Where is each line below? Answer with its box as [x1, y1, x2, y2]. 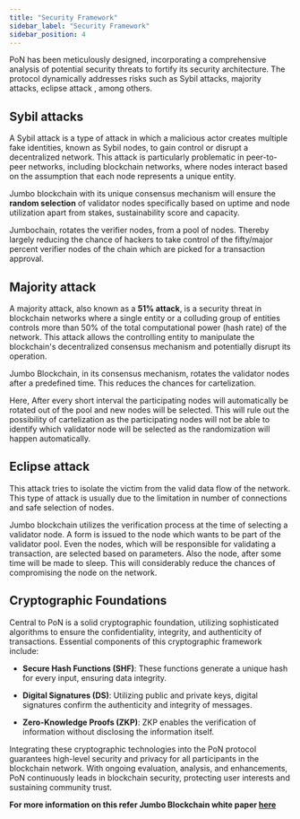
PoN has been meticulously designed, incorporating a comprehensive [9, 55, 267, 65]
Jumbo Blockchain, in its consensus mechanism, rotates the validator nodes [9, 369, 290, 379]
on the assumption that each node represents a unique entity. [9, 171, 236, 182]
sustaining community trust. [9, 781, 113, 792]
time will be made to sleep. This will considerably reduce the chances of [9, 557, 276, 568]
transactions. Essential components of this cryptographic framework [9, 636, 262, 647]
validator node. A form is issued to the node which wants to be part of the [9, 528, 281, 539]
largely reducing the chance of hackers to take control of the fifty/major [9, 234, 273, 245]
